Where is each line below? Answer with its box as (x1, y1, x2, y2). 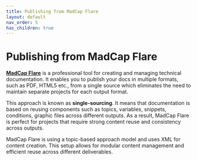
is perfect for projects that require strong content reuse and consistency (6, 118, 181, 125)
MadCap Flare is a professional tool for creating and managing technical (6, 70, 182, 77)
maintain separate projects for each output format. (6, 88, 128, 96)
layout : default (6, 14, 46, 20)
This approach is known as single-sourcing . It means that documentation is (6, 100, 190, 107)
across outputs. (6, 124, 44, 132)
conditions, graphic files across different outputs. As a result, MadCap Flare (6, 112, 189, 119)
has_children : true (6, 25, 54, 31)
